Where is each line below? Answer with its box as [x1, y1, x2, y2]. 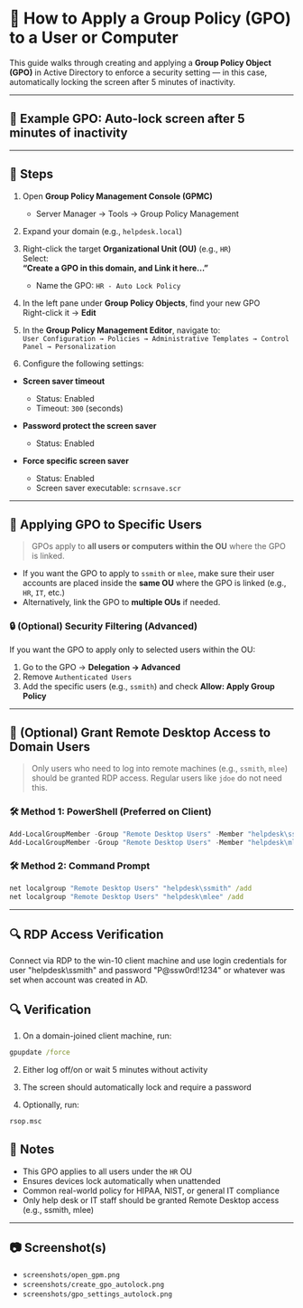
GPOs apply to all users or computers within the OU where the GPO [31, 541, 286, 552]
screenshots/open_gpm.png [22, 1270, 120, 1279]
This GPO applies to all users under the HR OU [22, 1166, 192, 1177]
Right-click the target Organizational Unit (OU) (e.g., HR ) [22, 243, 232, 254]
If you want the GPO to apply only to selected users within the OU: [9, 644, 255, 655]
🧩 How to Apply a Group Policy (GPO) [9, 8, 291, 29]
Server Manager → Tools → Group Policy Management [35, 208, 239, 219]
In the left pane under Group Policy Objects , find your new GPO [22, 298, 261, 308]
